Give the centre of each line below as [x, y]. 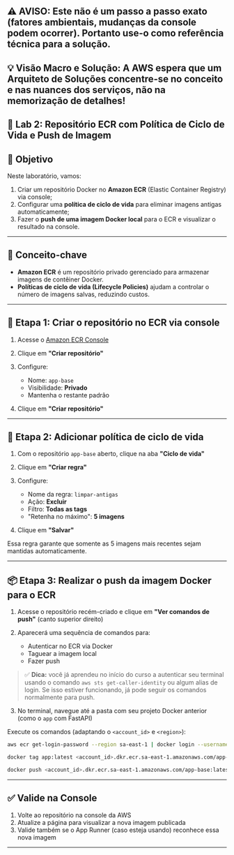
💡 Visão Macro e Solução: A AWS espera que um [115, 68]
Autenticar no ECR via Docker [70, 646]
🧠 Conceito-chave [47, 255]
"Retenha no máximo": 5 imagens [76, 517]
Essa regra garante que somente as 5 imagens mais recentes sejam [104, 543]
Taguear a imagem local [62, 654]
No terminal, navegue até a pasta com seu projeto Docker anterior [112, 711]
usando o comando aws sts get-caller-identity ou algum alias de [121, 682]
